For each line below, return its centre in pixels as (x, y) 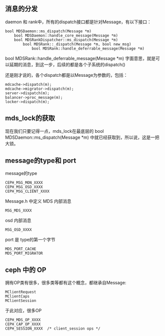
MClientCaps (17, 296)
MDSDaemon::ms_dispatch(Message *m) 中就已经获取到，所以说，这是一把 (82, 137)
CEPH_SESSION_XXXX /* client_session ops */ (53, 329)
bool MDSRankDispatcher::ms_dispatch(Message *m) (66, 40)
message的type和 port (41, 161)
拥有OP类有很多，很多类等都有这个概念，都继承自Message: (66, 283)
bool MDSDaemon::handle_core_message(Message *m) (66, 35)
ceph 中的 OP (26, 270)
